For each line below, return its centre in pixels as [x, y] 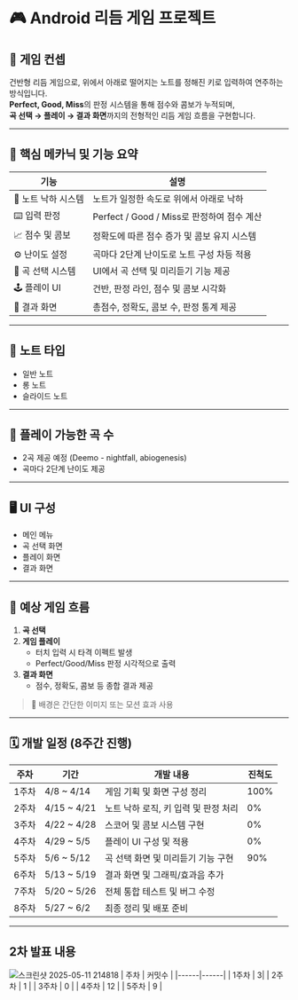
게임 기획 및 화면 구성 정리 [156, 791]
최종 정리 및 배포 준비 [147, 908]
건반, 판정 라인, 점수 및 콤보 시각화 [159, 289]
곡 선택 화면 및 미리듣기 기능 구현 [169, 858]
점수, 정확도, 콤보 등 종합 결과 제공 [94, 686]
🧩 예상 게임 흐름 [50, 607]
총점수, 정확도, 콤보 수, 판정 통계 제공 [165, 307]
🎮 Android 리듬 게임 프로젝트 [113, 18]
